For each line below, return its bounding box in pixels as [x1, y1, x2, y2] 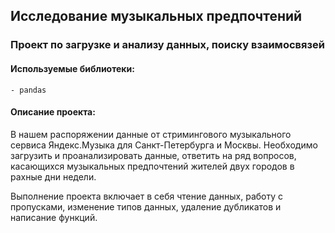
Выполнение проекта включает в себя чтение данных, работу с [10, 190, 284, 202]
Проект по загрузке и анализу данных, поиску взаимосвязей [10, 38, 325, 52]
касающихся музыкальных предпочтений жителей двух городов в [10, 160, 295, 172]
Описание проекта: [10, 106, 96, 118]
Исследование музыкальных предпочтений [10, 8, 303, 25]
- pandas [10, 85, 47, 95]
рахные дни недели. [10, 170, 97, 183]
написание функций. [10, 211, 98, 223]
